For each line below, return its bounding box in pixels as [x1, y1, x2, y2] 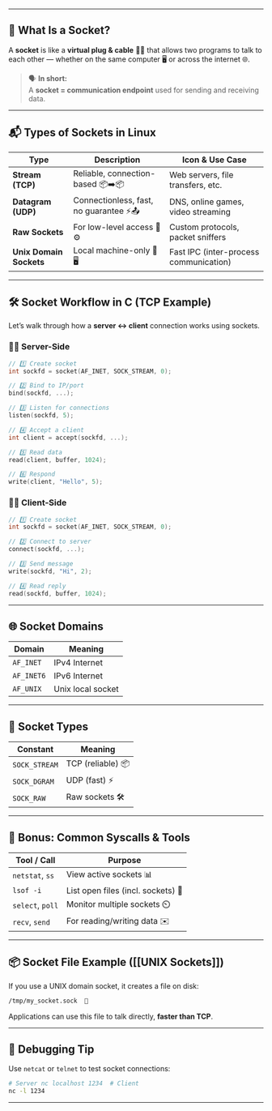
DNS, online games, [168, 196, 244, 207]
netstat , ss [12, 870, 55, 881]
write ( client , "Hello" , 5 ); [8, 478, 104, 486]
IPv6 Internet [53, 670, 104, 682]
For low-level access [72, 221, 154, 233]
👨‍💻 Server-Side [8, 341, 70, 353]
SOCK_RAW [12, 793, 46, 803]
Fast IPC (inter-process [168, 246, 260, 258]
